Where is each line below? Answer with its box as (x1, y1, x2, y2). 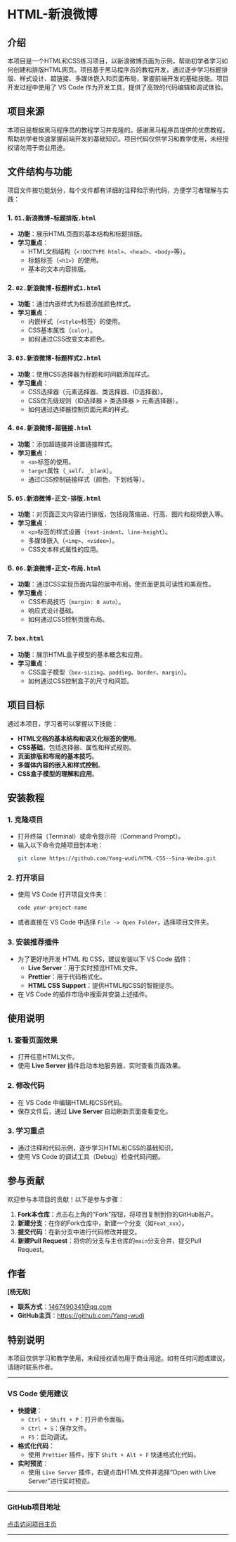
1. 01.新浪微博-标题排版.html (7, 213, 97, 222)
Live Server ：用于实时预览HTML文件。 (27, 963, 142, 972)
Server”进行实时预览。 (27, 1477, 93, 1485)
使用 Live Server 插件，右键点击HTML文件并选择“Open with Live (27, 1467, 216, 1476)
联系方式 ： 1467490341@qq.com (17, 1303, 112, 1311)
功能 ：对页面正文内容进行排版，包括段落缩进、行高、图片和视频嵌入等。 (17, 510, 227, 518)
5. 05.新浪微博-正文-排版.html (7, 493, 102, 503)
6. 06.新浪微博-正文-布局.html (7, 563, 102, 573)
